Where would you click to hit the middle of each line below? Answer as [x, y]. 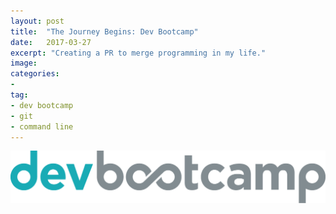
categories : [35, 74]
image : [24, 63]
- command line [42, 126]
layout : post [37, 21]
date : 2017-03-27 [51, 42]
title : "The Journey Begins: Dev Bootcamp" [104, 31]
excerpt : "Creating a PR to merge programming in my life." [138, 53]
